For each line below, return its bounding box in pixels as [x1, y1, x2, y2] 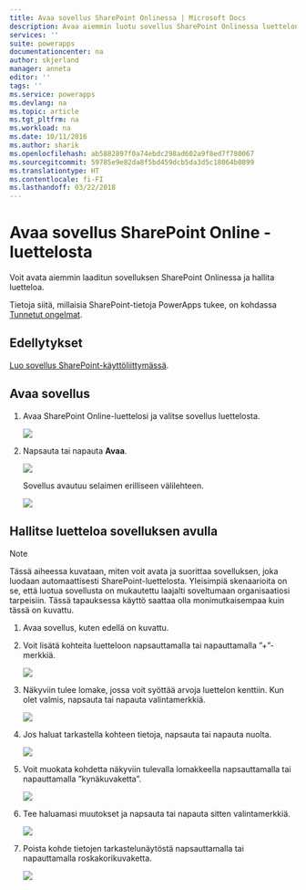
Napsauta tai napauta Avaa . [22, 445, 127, 456]
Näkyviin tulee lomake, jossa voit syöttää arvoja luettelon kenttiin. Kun [22, 684, 285, 695]
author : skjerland [9, 56, 79, 65]
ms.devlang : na [9, 98, 67, 108]
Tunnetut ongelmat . [9, 309, 83, 320]
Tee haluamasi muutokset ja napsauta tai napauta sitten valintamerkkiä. [22, 808, 291, 819]
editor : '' [9, 73, 51, 82]
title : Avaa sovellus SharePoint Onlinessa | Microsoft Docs [9, 13, 247, 23]
